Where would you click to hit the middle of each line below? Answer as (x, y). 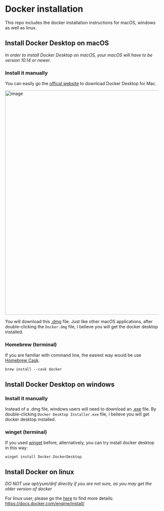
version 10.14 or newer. (28, 60)
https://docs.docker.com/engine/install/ (45, 504)
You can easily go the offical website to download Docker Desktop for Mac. (81, 84)
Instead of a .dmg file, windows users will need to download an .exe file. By (81, 409)
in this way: (17, 448)
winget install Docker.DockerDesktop (43, 457)
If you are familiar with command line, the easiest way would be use (73, 355)
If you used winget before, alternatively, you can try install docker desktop (80, 443)
